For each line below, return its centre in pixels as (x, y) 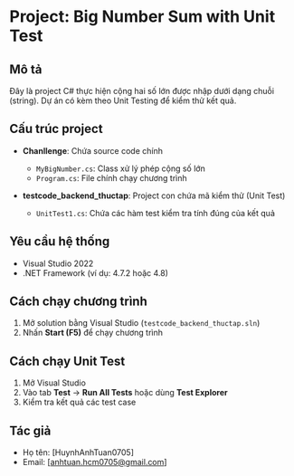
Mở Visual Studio (54, 383)
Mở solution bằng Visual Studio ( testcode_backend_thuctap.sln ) (141, 323)
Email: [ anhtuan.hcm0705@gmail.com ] (95, 462)
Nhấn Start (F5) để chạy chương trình (92, 333)
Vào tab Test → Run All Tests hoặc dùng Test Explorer (125, 393)
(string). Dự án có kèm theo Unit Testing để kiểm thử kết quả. (123, 100)
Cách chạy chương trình (78, 302)
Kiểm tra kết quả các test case (79, 402)
